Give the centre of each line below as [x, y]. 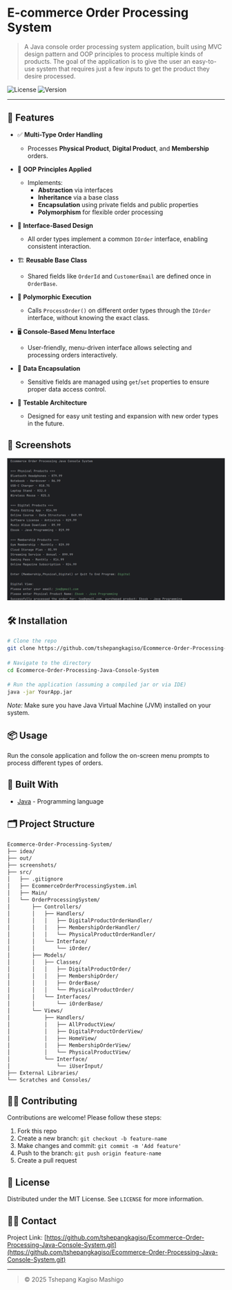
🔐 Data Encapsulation [49, 368]
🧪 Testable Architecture [52, 403]
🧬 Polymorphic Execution [54, 297]
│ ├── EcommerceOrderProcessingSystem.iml [72, 886]
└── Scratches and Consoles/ [49, 1080]
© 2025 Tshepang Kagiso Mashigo [74, 1280]
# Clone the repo [32, 641]
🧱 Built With [33, 785]
